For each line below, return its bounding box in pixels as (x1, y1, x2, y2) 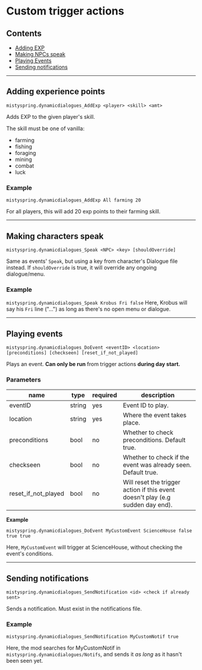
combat (14, 162, 34, 169)
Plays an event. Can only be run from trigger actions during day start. (6, 361, 180, 368)
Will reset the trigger (123, 478, 181, 487)
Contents (6, 28, 42, 39)
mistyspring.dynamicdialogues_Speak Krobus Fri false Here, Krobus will (6, 299, 188, 306)
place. (123, 419, 140, 427)
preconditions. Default (123, 436, 186, 444)
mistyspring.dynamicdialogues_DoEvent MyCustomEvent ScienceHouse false (6, 528, 192, 534)
